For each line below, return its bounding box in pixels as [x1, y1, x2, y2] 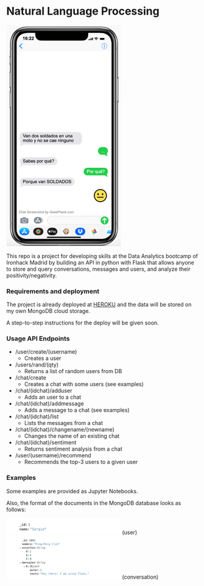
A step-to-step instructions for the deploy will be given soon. [6, 319, 160, 326]
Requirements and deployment [6, 287, 100, 295]
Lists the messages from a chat [24, 420, 104, 427]
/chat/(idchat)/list [15, 413, 59, 420]
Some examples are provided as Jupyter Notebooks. [6, 487, 138, 495]
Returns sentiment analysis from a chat [24, 445, 123, 452]
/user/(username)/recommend [15, 452, 91, 459]
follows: [6, 506, 26, 513]
